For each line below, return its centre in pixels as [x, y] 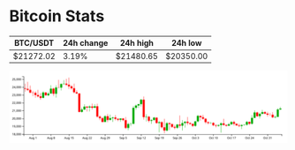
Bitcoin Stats [57, 16]
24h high [137, 43]
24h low [186, 43]
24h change [86, 43]
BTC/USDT [34, 43]
